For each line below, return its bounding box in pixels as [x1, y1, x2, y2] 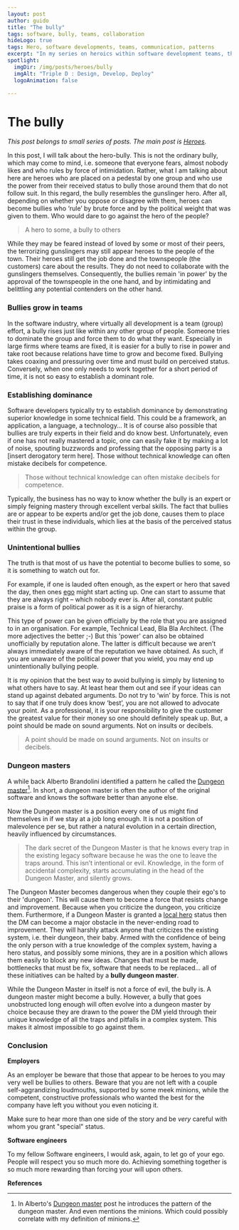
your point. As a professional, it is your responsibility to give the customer [7, 706, 223, 715]
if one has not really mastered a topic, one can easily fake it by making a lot [7, 436, 228, 444]
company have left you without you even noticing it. [7, 1101, 159, 1109]
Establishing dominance [7, 390, 92, 400]
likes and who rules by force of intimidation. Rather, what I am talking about [7, 166, 228, 175]
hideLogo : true [7, 37, 53, 44]
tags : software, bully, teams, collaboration [7, 30, 144, 38]
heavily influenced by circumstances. [7, 830, 117, 838]
